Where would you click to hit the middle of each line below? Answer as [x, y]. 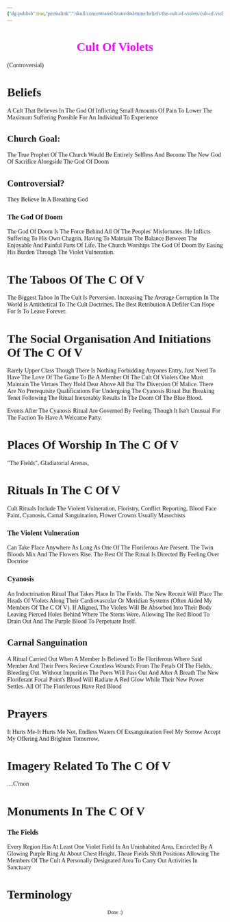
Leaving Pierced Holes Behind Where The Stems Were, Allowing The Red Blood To [108, 614]
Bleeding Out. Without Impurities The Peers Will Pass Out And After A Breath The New [113, 673]
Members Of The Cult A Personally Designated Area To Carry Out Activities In [102, 861]
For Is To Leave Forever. [37, 312]
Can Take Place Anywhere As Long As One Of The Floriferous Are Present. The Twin [110, 548]
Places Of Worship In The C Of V [93, 445]
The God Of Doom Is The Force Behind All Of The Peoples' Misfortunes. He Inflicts [109, 232]
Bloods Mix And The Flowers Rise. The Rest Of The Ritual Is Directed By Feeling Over [113, 555]
